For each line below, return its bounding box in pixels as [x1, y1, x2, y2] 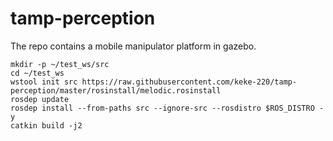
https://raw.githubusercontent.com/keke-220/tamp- [81, 77, 298, 87]
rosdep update [10, 94, 70, 104]
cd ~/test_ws [10, 68, 65, 78]
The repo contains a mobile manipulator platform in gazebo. [10, 40, 257, 52]
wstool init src [10, 77, 78, 87]
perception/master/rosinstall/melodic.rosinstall [10, 85, 222, 96]
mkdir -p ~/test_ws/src [10, 59, 110, 69]
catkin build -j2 [10, 120, 83, 131]
